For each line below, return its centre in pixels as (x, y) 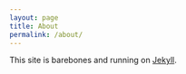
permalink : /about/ (46, 34)
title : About (34, 26)
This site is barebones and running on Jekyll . (93, 60)
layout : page (34, 18)
